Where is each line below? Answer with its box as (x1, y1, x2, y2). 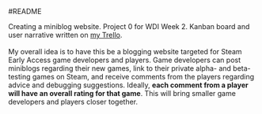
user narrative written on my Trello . (8, 31, 123, 39)
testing (8, 72, 31, 81)
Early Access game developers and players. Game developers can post (8, 55, 241, 64)
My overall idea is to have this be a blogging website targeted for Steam (8, 47, 243, 56)
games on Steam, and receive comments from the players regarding (32, 72, 255, 81)
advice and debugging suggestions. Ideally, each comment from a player (8, 80, 249, 90)
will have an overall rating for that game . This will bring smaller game (8, 89, 236, 97)
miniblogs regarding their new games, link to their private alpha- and (8, 64, 232, 73)
